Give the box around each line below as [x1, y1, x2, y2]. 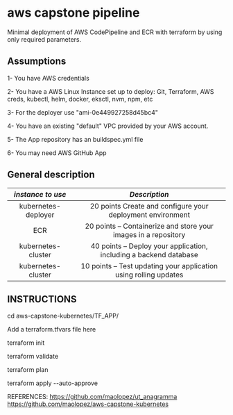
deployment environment [108, 210, 191, 220]
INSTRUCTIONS [7, 293, 78, 305]
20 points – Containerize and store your [85, 221, 214, 231]
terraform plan [7, 366, 49, 374]
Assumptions [7, 56, 67, 67]
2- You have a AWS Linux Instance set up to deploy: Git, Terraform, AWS [7, 87, 214, 95]
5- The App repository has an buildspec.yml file [7, 135, 144, 143]
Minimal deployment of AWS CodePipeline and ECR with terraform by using [7, 28, 223, 36]
